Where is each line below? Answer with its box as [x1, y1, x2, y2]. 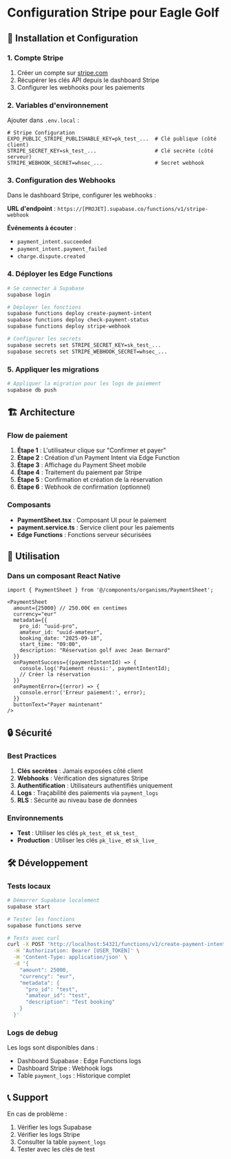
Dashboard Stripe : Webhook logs [16, 1064, 113, 1073]
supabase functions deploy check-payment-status [7, 316, 149, 323]
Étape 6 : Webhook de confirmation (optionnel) [16, 483, 151, 491]
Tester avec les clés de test [16, 1145, 95, 1153]
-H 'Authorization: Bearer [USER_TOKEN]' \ [13, 947, 140, 954]
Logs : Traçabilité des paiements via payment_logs [16, 789, 159, 797]
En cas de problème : [7, 1110, 67, 1118]
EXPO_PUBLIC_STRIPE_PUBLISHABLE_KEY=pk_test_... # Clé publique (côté [7, 136, 217, 143]
